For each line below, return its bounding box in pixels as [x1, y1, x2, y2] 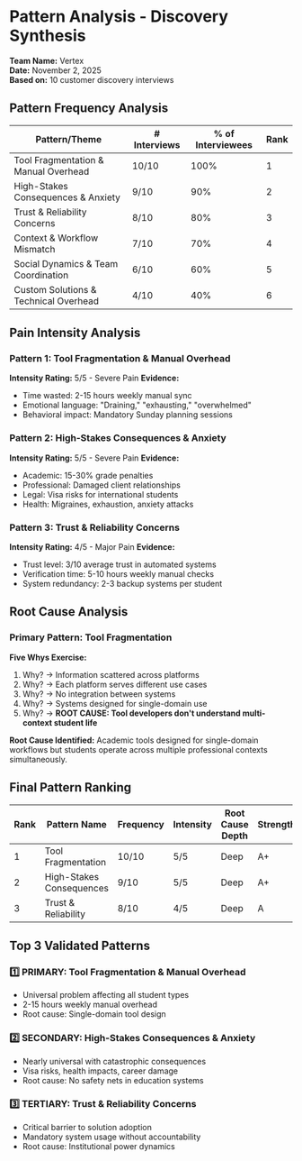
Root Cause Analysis [9, 604, 129, 619]
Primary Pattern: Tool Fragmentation [9, 631, 173, 644]
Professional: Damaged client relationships [22, 480, 182, 490]
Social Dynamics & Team [13, 257, 119, 270]
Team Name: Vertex [9, 55, 84, 66]
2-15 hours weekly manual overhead [22, 999, 157, 1010]
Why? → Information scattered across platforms [22, 669, 200, 680]
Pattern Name [46, 818, 108, 830]
